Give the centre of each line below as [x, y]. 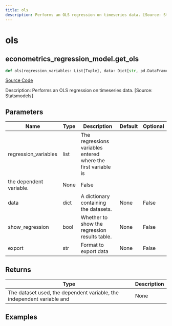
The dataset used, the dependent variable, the [63, 292]
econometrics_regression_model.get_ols [72, 59]
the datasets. [96, 209]
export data [94, 251]
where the [93, 161]
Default [129, 126]
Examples [21, 317]
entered [90, 154]
